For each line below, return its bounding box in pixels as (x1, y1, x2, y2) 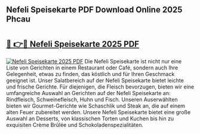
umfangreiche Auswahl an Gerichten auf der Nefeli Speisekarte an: (6, 90, 171, 96)
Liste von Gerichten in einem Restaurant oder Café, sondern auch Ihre (6, 64, 179, 71)
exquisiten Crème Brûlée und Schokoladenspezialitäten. (6, 121, 144, 128)
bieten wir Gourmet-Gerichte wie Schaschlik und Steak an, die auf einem (6, 102, 186, 109)
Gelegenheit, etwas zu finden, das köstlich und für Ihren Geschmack (6, 71, 175, 77)
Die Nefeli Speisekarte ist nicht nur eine (84, 58, 182, 65)
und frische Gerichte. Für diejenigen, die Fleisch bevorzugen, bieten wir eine (6, 83, 195, 90)
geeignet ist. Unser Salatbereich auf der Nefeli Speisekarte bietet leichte (6, 77, 184, 84)
